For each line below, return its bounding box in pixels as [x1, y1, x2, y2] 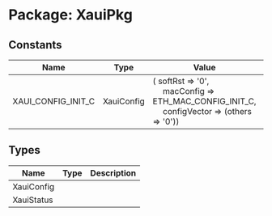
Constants [8, 38, 62, 52]
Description [90, 167, 137, 179]
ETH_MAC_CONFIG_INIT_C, [152, 95, 257, 107]
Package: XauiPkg [8, 6, 134, 24]
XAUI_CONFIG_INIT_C [12, 95, 96, 107]
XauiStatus [12, 194, 54, 205]
